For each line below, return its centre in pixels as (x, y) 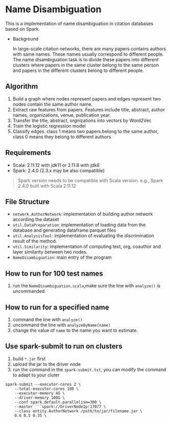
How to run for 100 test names (54, 273)
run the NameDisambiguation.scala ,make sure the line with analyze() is (87, 286)
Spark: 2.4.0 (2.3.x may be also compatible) (58, 170)
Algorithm (22, 86)
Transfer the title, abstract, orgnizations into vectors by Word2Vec (82, 120)
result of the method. (35, 241)
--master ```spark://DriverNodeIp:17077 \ (60, 407)
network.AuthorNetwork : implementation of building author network (83, 214)
